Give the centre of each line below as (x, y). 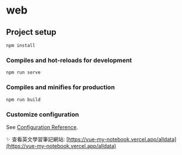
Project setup (32, 32)
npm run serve (24, 72)
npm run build (24, 100)
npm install (21, 45)
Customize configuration (43, 114)
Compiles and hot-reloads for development (69, 60)
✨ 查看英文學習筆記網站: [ (37, 139)
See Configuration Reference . (42, 127)
